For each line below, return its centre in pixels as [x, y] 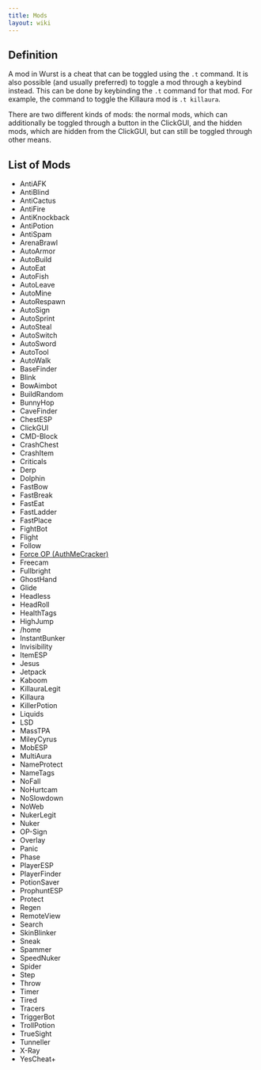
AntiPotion [36, 226]
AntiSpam [36, 234]
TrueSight [36, 1034]
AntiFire [32, 209]
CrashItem [36, 453]
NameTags [37, 773]
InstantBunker [42, 638]
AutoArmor [38, 251]
